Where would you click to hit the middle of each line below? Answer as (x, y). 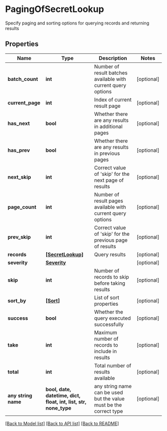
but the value (110, 399)
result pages (109, 201)
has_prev (19, 150)
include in (105, 351)
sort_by (17, 301)
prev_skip (19, 237)
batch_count (23, 79)
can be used (109, 392)
